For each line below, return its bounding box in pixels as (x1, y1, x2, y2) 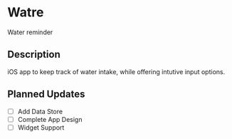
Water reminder (7, 28, 53, 36)
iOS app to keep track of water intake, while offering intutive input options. (7, 67, 226, 76)
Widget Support (17, 123, 65, 132)
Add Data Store (17, 107, 63, 115)
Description (7, 48, 60, 61)
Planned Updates (7, 88, 85, 101)
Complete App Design (17, 115, 83, 123)
